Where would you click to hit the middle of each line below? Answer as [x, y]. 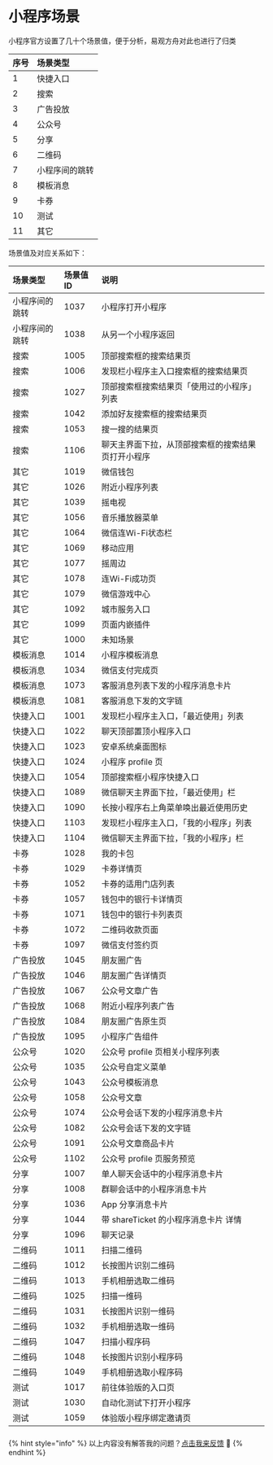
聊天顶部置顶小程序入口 [146, 731]
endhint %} [27, 1452]
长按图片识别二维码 [138, 1265]
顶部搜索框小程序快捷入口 [150, 776]
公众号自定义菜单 [134, 1067]
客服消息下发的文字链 [142, 701]
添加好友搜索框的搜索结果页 [154, 413]
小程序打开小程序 [134, 307]
